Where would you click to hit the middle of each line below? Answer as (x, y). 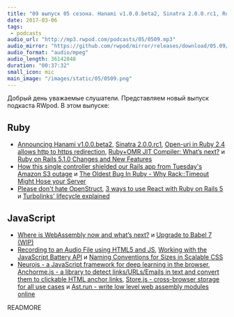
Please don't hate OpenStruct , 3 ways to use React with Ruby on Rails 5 (120, 189)
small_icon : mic (31, 72)
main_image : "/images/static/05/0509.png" (70, 78)
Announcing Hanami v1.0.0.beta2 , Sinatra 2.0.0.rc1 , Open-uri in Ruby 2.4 (121, 144)
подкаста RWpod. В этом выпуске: (58, 106)
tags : (15, 26)
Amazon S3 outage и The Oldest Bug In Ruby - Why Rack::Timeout (113, 174)
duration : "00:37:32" (39, 65)
